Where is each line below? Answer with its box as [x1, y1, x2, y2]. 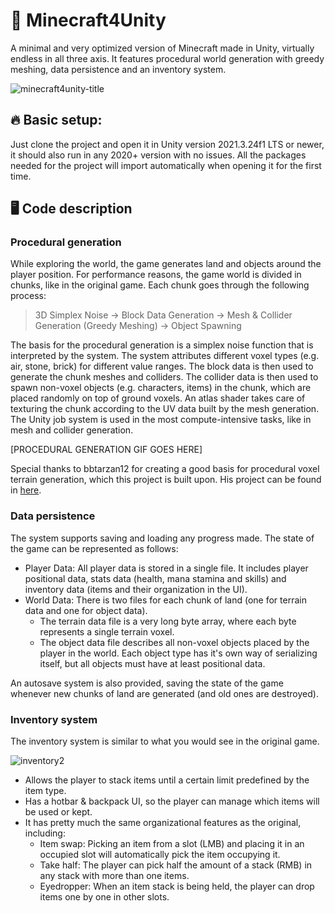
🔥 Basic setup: [10, 112, 103, 129]
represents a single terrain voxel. [39, 625, 175, 638]
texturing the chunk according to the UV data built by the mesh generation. [10, 403, 320, 415]
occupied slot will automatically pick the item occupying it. [39, 849, 281, 861]
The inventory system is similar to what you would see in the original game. [10, 735, 320, 748]
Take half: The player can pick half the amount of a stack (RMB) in [39, 859, 313, 871]
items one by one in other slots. [39, 891, 170, 903]
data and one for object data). [24, 604, 148, 616]
